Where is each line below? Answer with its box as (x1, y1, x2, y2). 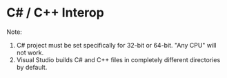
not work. (16, 48, 44, 57)
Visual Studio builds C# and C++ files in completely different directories (16, 55, 221, 64)
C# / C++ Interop (6, 5, 104, 21)
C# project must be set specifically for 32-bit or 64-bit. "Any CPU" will (16, 41, 217, 49)
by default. (16, 63, 48, 71)
